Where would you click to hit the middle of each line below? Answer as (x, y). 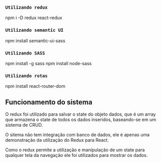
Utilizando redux (26, 7)
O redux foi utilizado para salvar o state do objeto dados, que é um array (80, 114)
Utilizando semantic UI (35, 30)
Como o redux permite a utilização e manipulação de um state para (75, 150)
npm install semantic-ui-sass (35, 40)
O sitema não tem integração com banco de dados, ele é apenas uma (77, 135)
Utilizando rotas (26, 76)
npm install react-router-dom (35, 86)
